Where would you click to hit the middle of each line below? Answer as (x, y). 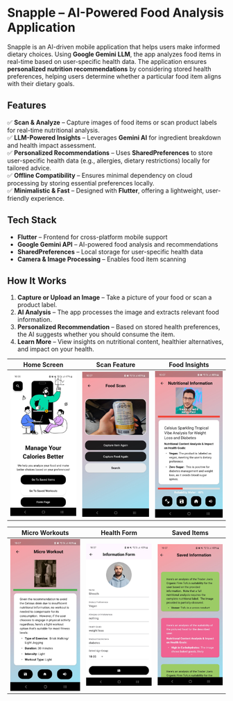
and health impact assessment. (52, 145)
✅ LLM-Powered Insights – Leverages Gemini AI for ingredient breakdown (114, 138)
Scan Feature (116, 364)
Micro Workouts (45, 532)
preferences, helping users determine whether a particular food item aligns (114, 76)
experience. (48, 198)
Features (27, 106)
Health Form (119, 532)
